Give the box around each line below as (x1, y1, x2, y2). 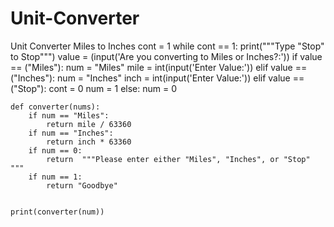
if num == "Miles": (28, 110, 110, 121)
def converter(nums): (10, 102, 101, 112)
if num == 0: (28, 145, 83, 156)
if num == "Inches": (28, 128, 114, 138)
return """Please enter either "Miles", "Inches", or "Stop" (46, 154, 311, 164)
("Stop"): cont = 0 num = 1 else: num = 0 (10, 82, 178, 94)
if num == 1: (28, 172, 83, 182)
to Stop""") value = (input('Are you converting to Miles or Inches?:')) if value (10, 50, 323, 62)
